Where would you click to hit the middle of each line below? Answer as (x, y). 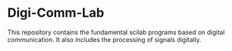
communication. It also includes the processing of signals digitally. (104, 39)
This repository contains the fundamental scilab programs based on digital (116, 32)
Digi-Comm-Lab (56, 13)
